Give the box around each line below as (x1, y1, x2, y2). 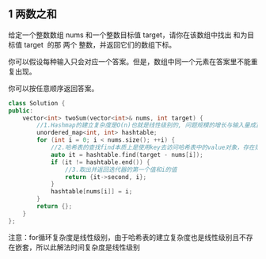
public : (8, 106, 34, 115)
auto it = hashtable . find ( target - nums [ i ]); (50, 150, 203, 158)
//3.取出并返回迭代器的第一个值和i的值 (64, 166, 177, 173)
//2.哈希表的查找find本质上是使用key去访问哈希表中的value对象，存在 (50, 143, 255, 152)
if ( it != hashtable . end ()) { (50, 158, 150, 166)
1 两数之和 (8, 7, 58, 21)
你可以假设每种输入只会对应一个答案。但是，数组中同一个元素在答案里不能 (8, 56, 251, 66)
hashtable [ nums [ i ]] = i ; (50, 188, 133, 196)
